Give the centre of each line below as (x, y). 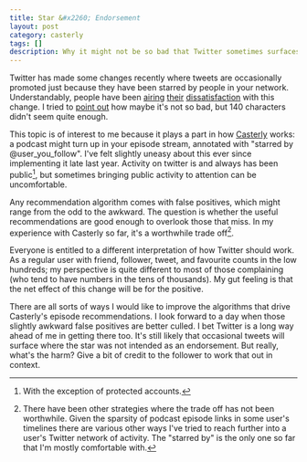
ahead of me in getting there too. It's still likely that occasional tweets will (147, 336)
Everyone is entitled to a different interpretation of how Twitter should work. (152, 250)
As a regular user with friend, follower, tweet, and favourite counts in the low (153, 260)
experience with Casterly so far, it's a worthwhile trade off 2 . (122, 232)
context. (25, 365)
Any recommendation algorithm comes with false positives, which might (145, 202)
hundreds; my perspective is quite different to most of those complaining (147, 269)
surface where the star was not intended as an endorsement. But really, (144, 346)
